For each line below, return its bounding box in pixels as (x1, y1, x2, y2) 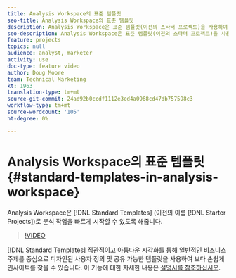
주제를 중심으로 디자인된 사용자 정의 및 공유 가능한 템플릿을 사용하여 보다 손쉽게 (7, 254, 225, 263)
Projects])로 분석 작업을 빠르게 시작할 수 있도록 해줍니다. (7, 217, 163, 225)
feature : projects (7, 37, 61, 44)
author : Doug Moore (7, 69, 65, 76)
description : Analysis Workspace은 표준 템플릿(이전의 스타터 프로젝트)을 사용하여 (7, 23, 228, 30)
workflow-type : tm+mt (7, 102, 71, 109)
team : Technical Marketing (7, 75, 86, 83)
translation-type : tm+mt (7, 89, 80, 96)
